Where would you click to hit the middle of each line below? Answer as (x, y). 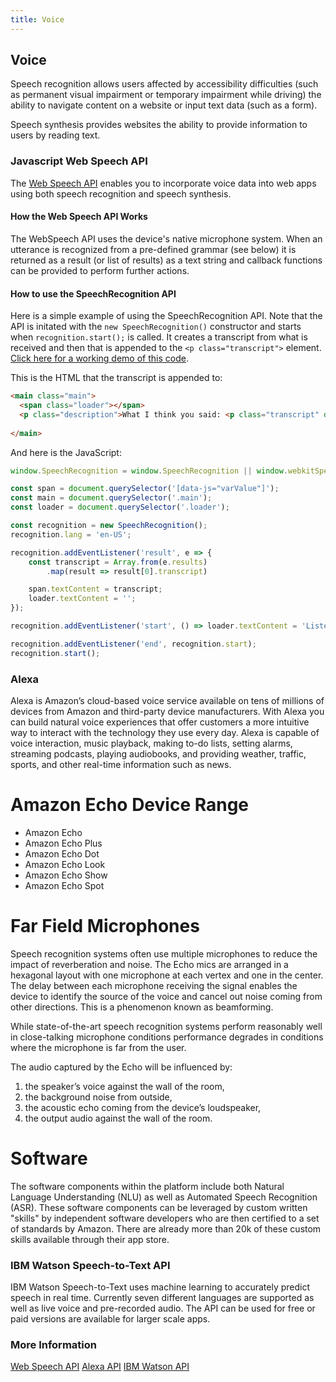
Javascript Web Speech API (79, 161)
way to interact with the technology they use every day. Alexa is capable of (165, 732)
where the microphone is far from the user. (98, 1047)
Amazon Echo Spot (64, 885)
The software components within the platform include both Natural (147, 1186)
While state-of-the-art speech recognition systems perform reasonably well (166, 1026)
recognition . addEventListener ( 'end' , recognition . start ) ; (133, 644)
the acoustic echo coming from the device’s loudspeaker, (143, 1107)
